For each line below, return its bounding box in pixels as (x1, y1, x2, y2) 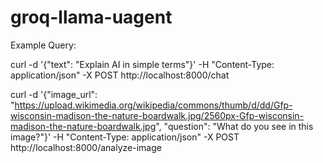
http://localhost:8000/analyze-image (10, 141, 162, 153)
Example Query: (10, 39, 77, 51)
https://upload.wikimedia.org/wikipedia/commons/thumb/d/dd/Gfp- (14, 99, 293, 111)
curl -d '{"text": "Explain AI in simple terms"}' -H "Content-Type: (10, 58, 275, 70)
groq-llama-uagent (10, 6, 173, 29)
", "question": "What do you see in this (155, 120, 314, 132)
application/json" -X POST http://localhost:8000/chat (10, 69, 230, 81)
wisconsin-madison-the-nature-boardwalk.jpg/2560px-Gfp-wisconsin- (10, 109, 305, 121)
